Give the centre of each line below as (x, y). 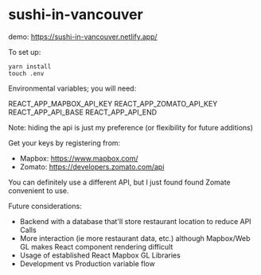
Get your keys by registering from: (64, 143)
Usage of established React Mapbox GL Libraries (100, 255)
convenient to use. (39, 190)
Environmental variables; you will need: (72, 88)
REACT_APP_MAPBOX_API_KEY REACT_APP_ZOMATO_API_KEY (113, 103)
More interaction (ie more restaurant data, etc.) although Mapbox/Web (135, 238)
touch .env (26, 73)
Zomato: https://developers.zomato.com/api (92, 167)
